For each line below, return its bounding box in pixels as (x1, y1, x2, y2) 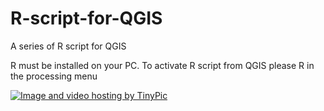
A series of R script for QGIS (10, 40, 127, 52)
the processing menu (10, 70, 98, 82)
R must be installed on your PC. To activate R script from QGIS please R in (10, 59, 315, 71)
